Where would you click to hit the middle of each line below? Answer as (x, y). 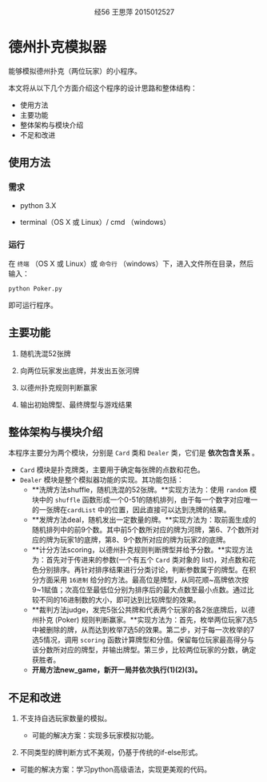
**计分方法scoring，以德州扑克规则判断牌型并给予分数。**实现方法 (142, 550)
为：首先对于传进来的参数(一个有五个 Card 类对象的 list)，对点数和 (140, 560)
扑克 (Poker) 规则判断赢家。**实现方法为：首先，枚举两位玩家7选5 (148, 620)
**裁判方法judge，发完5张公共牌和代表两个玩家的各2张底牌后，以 (140, 610)
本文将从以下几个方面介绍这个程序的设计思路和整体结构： (103, 88)
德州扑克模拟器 (58, 48)
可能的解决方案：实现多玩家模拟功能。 (95, 736)
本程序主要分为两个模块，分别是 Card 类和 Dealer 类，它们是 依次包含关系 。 (134, 453)
